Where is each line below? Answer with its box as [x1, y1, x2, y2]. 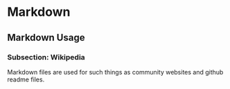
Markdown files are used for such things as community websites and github [7, 68, 224, 76]
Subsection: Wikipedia [7, 52, 85, 62]
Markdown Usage [7, 32, 85, 43]
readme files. [7, 75, 45, 83]
